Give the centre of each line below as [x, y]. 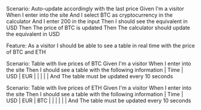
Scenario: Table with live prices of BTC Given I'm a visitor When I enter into [99, 63]
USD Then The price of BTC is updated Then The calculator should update [98, 27]
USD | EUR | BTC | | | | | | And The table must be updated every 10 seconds [99, 100]
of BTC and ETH [26, 52]
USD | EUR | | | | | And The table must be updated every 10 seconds [90, 76]
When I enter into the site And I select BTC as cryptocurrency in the [89, 15]
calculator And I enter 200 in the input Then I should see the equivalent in [97, 21]
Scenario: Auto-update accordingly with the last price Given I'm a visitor [95, 9]
